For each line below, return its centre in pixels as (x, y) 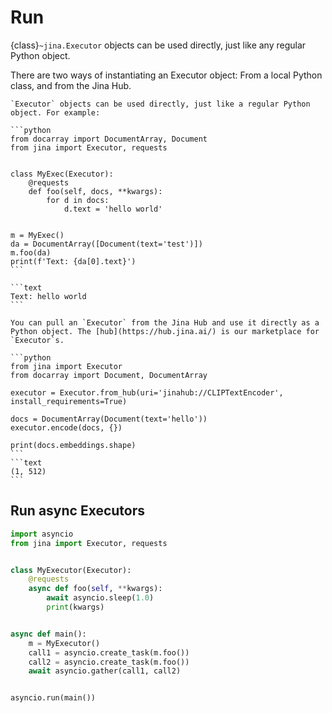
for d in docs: (78, 200)
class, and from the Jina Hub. (71, 85)
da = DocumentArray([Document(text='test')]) (106, 244)
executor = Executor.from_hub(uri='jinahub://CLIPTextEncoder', (147, 392)
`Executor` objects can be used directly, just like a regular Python (160, 104)
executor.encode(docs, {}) (66, 427)
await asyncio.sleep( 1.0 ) (100, 598)
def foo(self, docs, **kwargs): (95, 191)
